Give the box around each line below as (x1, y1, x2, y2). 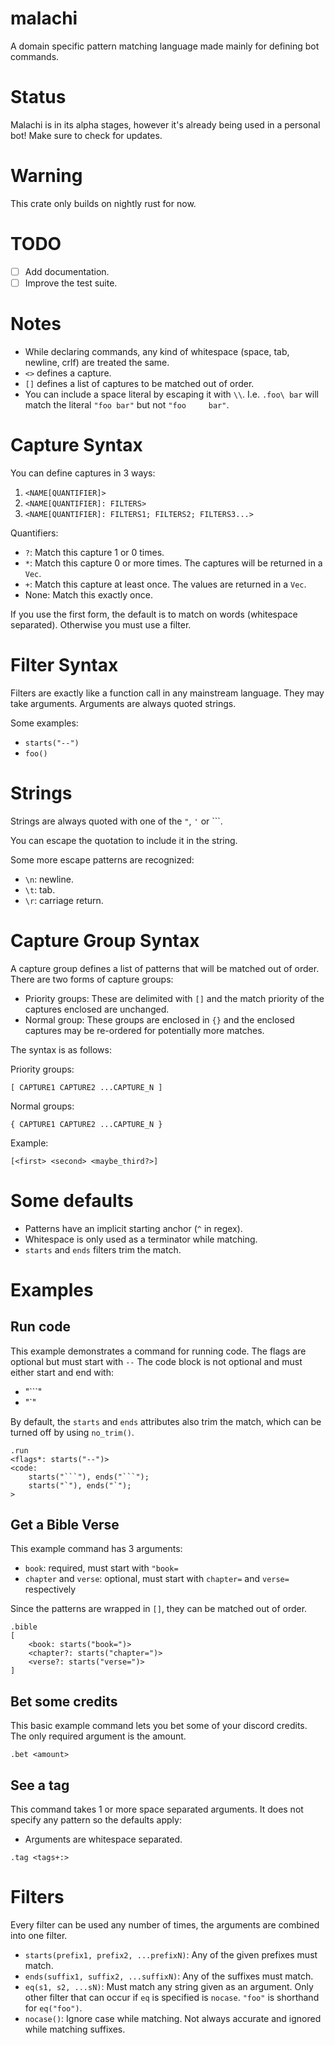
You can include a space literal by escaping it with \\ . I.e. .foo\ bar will (24, 388, 319, 400)
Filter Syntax (10, 653, 119, 676)
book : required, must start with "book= (24, 1562, 179, 1574)
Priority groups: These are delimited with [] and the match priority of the (24, 992, 325, 1004)
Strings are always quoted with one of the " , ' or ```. (10, 815, 223, 827)
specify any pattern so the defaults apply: (10, 1813, 182, 1826)
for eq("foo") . (24, 2002, 83, 2014)
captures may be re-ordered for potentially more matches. (24, 1024, 265, 1036)
